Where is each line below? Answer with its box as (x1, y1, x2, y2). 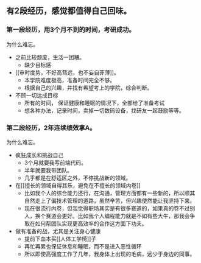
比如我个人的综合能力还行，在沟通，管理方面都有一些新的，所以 (24, 189, 185, 197)
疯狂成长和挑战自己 (15, 151, 64, 158)
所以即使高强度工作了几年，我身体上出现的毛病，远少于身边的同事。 (24, 250, 196, 258)
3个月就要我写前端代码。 (24, 159, 87, 166)
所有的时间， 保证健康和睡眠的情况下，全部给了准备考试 (24, 99, 165, 107)
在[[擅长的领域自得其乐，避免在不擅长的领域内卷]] (15, 181, 141, 189)
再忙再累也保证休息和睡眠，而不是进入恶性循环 (24, 242, 142, 250)
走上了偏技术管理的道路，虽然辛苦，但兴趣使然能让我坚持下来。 (35, 197, 196, 204)
